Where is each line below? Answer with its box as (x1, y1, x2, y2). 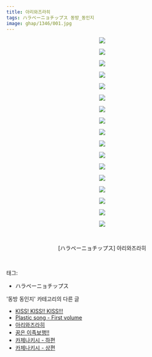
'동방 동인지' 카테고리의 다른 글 (6, 295, 80, 303)
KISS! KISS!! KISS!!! (15, 307, 64, 315)
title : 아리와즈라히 (6, 9, 50, 15)
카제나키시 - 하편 (15, 337, 56, 344)
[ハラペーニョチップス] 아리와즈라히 (58, 245, 147, 252)
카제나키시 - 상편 (15, 344, 56, 351)
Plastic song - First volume (15, 314, 83, 322)
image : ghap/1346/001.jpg (6, 20, 72, 26)
